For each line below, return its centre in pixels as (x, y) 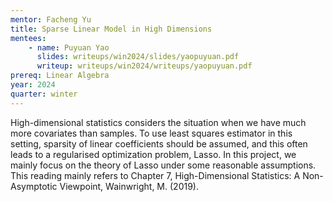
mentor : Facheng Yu (51, 19)
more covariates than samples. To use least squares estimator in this (151, 133)
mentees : (28, 38)
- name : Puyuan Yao (69, 47)
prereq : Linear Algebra (60, 76)
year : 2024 (33, 85)
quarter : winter (44, 94)
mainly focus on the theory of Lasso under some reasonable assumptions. (163, 165)
